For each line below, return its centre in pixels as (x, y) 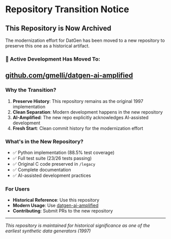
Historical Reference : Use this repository (56, 200)
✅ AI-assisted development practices (52, 175)
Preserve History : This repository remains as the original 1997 (78, 101)
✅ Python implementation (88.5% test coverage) (63, 152)
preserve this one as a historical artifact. (48, 46)
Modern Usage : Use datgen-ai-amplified (55, 205)
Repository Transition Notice (67, 9)
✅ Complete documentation (42, 170)
